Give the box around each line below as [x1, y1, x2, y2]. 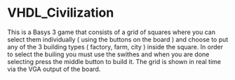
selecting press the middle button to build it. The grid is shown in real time [7, 57, 221, 65]
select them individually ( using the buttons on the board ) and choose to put [7, 35, 229, 43]
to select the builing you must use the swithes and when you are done [7, 50, 210, 58]
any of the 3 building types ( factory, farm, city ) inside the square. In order [7, 42, 223, 51]
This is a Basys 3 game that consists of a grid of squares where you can [7, 28, 216, 36]
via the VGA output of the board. [7, 65, 101, 73]
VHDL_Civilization [7, 5, 114, 21]
